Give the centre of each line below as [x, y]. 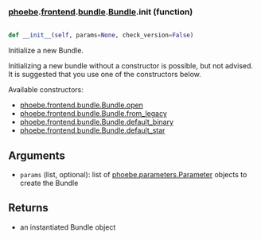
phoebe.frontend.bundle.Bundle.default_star [92, 130]
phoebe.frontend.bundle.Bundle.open [81, 105]
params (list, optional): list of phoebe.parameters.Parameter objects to [133, 174]
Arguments [37, 155]
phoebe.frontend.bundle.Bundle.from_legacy [93, 114]
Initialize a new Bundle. [46, 51]
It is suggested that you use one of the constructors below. [105, 75]
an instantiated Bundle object [68, 227]
